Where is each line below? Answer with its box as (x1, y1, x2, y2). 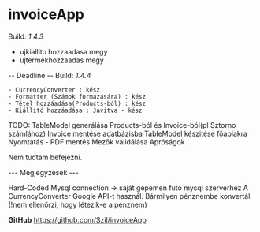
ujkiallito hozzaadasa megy (19, 47, 108, 56)
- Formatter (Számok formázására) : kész (8, 92, 147, 100)
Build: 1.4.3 (8, 32, 44, 41)
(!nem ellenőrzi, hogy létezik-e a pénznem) (8, 200, 147, 209)
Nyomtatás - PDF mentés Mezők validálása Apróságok (8, 137, 185, 147)
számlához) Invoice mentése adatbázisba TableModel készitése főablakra (8, 129, 248, 138)
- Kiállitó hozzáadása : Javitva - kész (8, 107, 143, 114)
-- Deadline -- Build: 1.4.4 (8, 70, 91, 80)
